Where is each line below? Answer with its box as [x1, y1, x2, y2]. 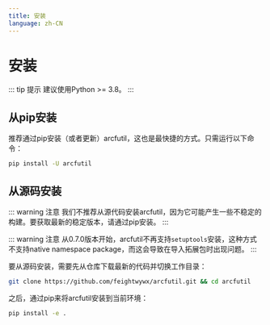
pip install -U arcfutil [8, 160, 92, 168]
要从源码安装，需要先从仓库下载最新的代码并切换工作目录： [8, 261, 207, 271]
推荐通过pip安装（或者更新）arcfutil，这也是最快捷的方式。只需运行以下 [8, 134, 248, 144]
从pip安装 [8, 110, 57, 124]
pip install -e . [8, 309, 67, 317]
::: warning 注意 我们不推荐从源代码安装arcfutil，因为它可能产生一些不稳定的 [8, 206, 262, 216]
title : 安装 [8, 11, 46, 20]
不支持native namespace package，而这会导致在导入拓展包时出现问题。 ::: [8, 244, 257, 254]
